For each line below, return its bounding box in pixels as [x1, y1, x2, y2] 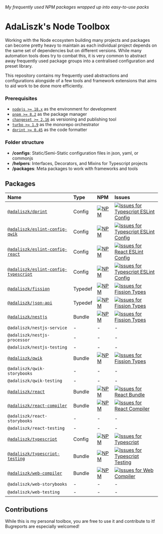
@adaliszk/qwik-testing [7, 378, 63, 384]
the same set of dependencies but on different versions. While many [5, 47, 142, 53]
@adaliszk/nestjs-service [7, 325, 67, 331]
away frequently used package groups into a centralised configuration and [5, 58, 154, 64]
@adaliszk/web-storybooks [7, 481, 67, 487]
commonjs [12, 155, 33, 161]
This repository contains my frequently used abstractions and [5, 73, 129, 78]
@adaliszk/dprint [7, 209, 48, 215]
